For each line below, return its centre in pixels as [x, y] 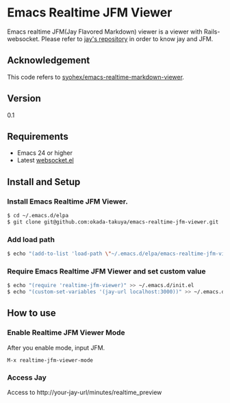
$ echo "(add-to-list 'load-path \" [59, 254]
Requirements [38, 136]
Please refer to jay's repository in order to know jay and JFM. [127, 38]
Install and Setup [44, 182]
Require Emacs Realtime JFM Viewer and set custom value [106, 271]
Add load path [31, 239]
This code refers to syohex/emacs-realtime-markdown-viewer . [96, 77]
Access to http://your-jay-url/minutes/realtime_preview [85, 393]
